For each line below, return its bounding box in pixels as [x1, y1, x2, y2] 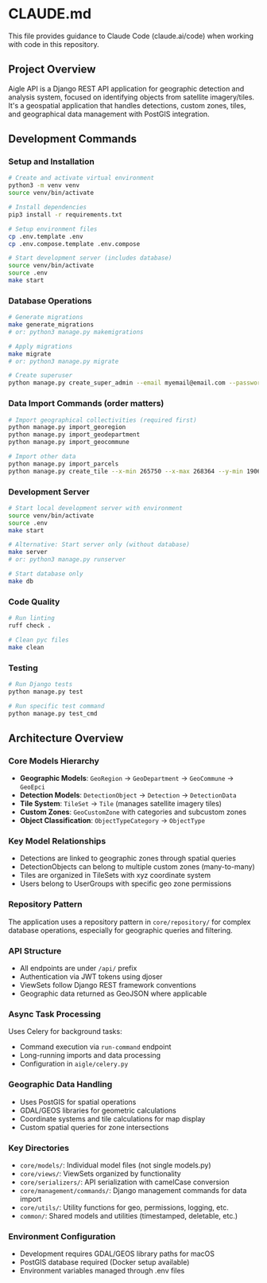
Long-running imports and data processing [19, 1051, 161, 1060]
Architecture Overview [8, 731, 124, 745]
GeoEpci [19, 783, 45, 792]
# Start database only [8, 570, 83, 578]
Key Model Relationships [8, 836, 106, 847]
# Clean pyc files [8, 636, 69, 644]
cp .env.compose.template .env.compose [8, 240, 141, 248]
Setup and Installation [8, 156, 95, 167]
